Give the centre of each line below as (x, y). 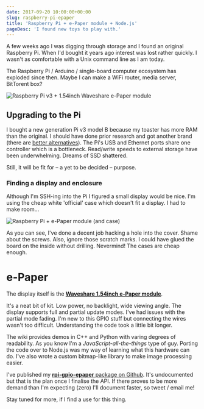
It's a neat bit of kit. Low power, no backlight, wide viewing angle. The (94, 306)
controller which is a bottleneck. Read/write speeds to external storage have (102, 149)
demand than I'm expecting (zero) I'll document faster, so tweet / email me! (100, 388)
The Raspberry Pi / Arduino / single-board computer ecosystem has (91, 71)
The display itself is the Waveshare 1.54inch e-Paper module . (85, 294)
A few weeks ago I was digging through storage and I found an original (95, 46)
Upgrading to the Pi (44, 115)
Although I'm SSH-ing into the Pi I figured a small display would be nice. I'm (101, 196)
